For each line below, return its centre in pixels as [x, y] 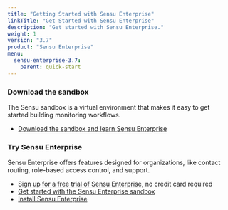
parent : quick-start [51, 67]
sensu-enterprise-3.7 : [47, 61]
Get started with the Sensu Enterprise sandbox [86, 191]
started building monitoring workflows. [64, 115]
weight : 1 [22, 34]
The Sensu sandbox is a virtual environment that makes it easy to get [109, 107]
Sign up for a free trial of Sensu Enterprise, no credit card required [115, 184]
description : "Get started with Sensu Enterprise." [85, 27]
